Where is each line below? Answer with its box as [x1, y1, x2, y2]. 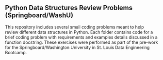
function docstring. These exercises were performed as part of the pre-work [5, 39, 159, 45]
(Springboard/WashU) [5, 12, 74, 20]
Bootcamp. [5, 49, 27, 55]
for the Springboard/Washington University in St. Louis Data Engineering [5, 44, 150, 50]
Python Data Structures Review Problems [5, 4, 133, 12]
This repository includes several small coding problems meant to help [5, 24, 144, 30]
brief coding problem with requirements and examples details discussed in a [5, 34, 158, 40]
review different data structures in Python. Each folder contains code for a [5, 29, 153, 35]
